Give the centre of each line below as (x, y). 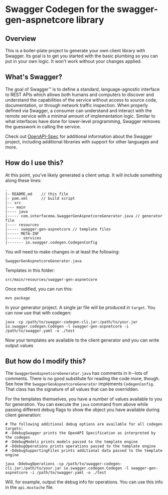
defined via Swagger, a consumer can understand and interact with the (78, 110)
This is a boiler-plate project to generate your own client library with (75, 51)
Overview (21, 38)
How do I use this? (34, 163)
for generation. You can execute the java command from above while (77, 404)
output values (19, 345)
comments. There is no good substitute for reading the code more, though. (82, 379)
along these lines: (23, 180)
